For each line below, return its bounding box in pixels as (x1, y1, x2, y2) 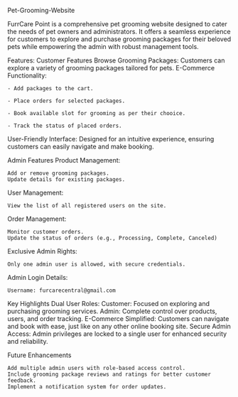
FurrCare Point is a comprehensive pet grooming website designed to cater (7, 20, 227, 28)
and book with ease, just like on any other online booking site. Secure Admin (7, 322, 231, 330)
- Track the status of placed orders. (7, 122, 122, 129)
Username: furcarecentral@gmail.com (7, 287, 116, 294)
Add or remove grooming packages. (7, 170, 110, 177)
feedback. (7, 377, 37, 384)
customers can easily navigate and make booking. (7, 142, 154, 151)
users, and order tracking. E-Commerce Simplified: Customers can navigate (7, 315, 229, 322)
